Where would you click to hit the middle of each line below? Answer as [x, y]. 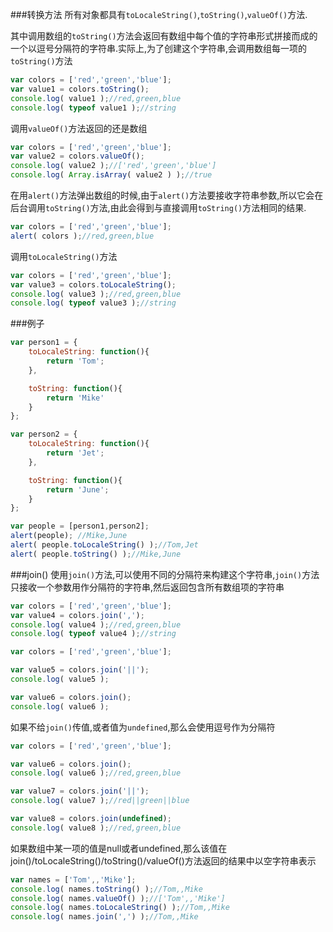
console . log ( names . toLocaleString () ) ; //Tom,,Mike [120, 908]
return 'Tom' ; [75, 361]
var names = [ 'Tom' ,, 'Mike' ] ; [73, 879]
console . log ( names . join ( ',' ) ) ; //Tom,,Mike [104, 917]
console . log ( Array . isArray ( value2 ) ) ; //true [111, 175]
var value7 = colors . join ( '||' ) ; [80, 791]
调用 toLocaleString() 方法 [64, 256]
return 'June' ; [78, 489]
